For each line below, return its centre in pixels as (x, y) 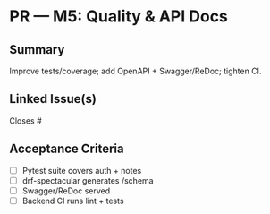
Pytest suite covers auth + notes (82, 170)
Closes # (25, 120)
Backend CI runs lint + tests (73, 201)
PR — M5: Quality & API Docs (118, 17)
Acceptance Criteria (67, 149)
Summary (37, 50)
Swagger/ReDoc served (66, 191)
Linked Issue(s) (53, 99)
